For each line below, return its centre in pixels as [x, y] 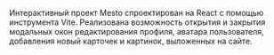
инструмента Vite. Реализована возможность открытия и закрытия [137, 22]
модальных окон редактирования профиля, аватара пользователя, [137, 31]
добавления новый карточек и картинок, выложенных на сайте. [131, 41]
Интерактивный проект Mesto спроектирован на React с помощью [137, 13]
